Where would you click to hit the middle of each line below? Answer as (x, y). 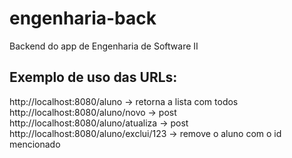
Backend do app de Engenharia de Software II (104, 46)
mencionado (35, 144)
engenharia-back (83, 18)
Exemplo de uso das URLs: (93, 77)
